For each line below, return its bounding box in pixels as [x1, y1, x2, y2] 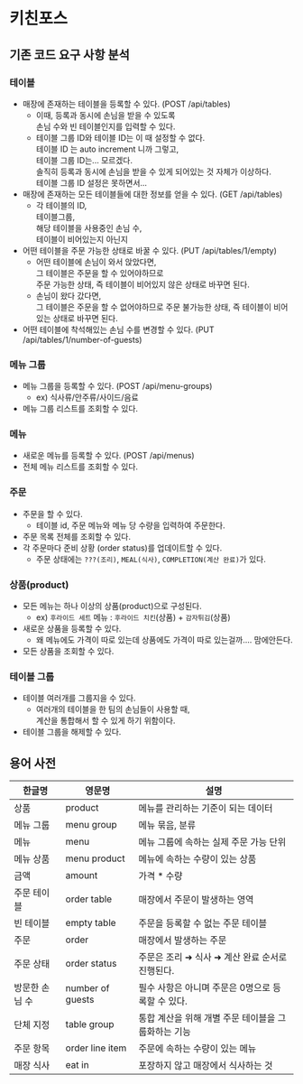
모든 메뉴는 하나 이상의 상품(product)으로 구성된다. [22, 601, 203, 612]
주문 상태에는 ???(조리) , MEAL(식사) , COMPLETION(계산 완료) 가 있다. [35, 553, 266, 564]
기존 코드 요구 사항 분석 [9, 47, 131, 62]
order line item [65, 1042, 127, 1054]
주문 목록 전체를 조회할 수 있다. [22, 531, 131, 542]
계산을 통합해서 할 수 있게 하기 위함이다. [35, 715, 176, 727]
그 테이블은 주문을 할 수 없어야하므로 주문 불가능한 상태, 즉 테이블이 [35, 301, 272, 312]
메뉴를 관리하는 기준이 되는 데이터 [138, 802, 273, 815]
